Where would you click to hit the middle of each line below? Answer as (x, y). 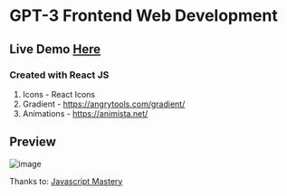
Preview (33, 142)
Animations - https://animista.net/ (85, 113)
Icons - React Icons (59, 94)
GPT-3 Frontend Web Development (143, 16)
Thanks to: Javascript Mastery (66, 181)
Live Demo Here (55, 49)
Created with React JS (59, 75)
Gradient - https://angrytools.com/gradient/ (104, 104)
